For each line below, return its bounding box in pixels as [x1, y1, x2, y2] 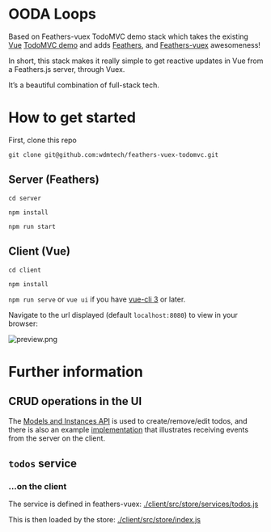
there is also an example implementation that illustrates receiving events [8, 424, 249, 434]
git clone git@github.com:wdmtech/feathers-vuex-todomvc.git [8, 150, 219, 158]
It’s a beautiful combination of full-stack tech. [8, 80, 159, 90]
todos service [8, 456, 77, 470]
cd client [8, 266, 42, 274]
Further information [8, 362, 143, 381]
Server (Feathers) [8, 173, 100, 187]
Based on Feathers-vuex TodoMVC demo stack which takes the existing [8, 32, 249, 41]
